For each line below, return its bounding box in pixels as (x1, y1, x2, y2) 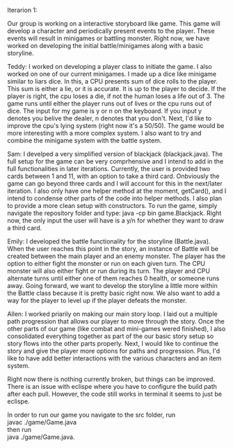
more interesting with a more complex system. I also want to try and (7, 129, 202, 137)
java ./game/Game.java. (7, 433, 75, 441)
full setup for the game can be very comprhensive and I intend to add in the (7, 157, 224, 166)
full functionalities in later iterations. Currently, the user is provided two (7, 165, 211, 173)
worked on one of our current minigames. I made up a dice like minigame (7, 70, 217, 78)
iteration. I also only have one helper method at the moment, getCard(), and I (7, 187, 227, 195)
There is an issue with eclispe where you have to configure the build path (7, 383, 218, 390)
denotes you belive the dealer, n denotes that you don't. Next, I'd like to (7, 114, 212, 122)
